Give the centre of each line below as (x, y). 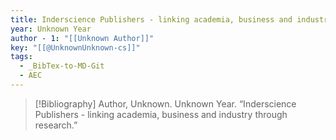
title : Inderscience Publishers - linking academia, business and (151, 19)
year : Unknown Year (51, 29)
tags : (21, 57)
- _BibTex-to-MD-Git (62, 66)
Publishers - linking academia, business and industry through (161, 114)
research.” (56, 125)
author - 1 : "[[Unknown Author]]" (82, 38)
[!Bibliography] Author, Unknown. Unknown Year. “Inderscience (165, 103)
